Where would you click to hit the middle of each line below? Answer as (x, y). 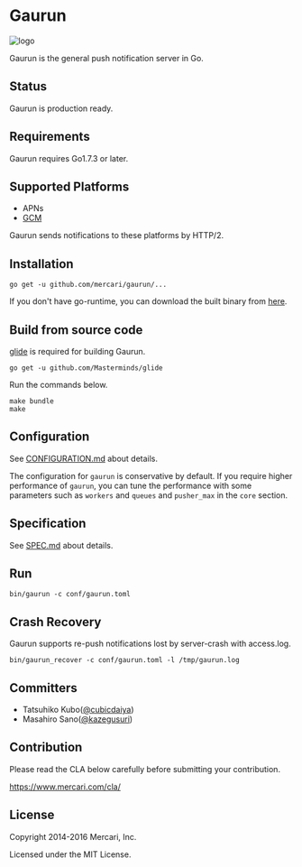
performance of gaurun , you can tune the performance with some (131, 485)
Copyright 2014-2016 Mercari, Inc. (73, 836)
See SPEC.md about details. (61, 545)
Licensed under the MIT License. (70, 854)
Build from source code (76, 330)
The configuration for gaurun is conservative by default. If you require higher (151, 475)
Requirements (50, 137)
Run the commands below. (59, 385)
